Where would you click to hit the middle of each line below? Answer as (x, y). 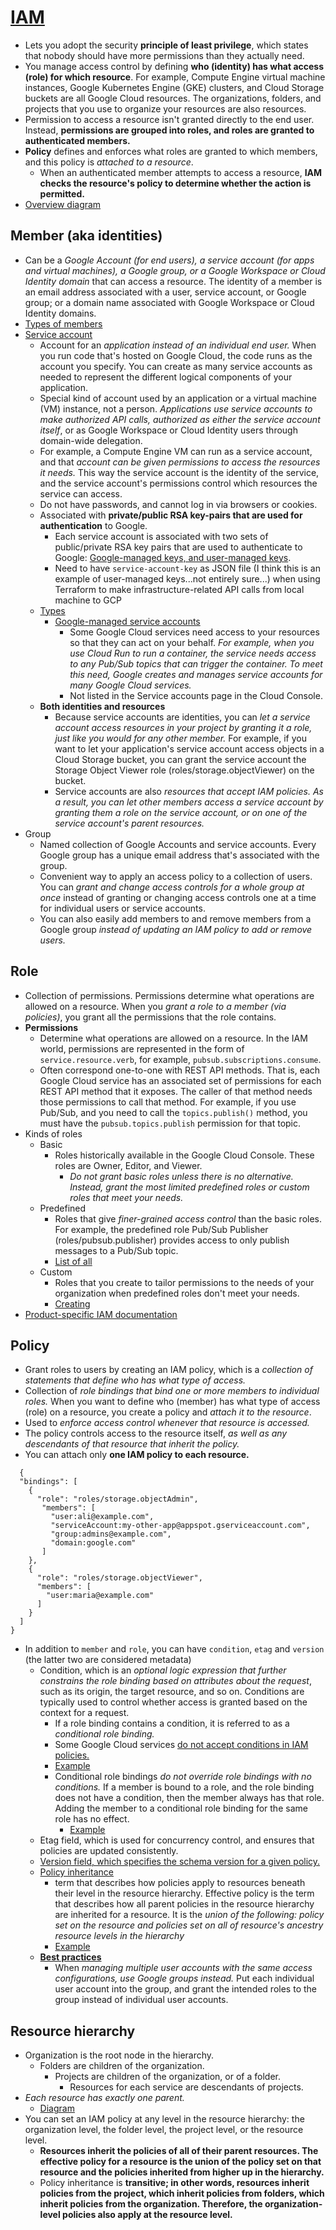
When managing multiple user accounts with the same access (183, 1968)
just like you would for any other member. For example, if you (181, 738)
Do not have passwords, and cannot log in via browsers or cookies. (178, 504)
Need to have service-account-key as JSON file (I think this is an (187, 568)
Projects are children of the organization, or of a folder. (167, 2077)
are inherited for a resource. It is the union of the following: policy (189, 1915)
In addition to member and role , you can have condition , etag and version (174, 1649)
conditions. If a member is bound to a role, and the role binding (184, 1787)
